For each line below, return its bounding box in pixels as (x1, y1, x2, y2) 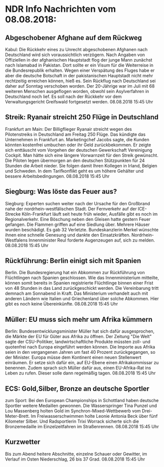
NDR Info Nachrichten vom (5, 3, 116, 15)
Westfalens (5, 237, 28, 243)
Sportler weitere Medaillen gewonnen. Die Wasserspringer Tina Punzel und (5, 403, 157, 409)
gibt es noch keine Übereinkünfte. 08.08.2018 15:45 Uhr (5, 301, 118, 307)
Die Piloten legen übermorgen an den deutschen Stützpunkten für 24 (5, 157, 145, 163)
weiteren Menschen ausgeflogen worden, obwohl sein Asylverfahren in (5, 89, 149, 94)
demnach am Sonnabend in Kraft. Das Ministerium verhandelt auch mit (5, 290, 148, 296)
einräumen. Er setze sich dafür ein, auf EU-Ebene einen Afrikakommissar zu (5, 360, 159, 366)
